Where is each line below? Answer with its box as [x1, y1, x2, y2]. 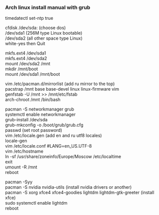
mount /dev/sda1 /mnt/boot [5, 71, 60, 77]
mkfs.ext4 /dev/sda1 [5, 50, 46, 56]
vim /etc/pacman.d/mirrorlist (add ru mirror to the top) [5, 81, 115, 87]
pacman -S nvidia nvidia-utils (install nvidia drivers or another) [5, 184, 132, 190]
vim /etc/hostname [5, 148, 43, 155]
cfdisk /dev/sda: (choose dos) [5, 25, 66, 31]
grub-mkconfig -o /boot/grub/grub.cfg [5, 122, 84, 128]
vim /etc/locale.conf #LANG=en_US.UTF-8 [5, 143, 92, 149]
